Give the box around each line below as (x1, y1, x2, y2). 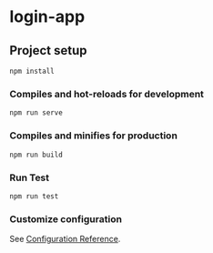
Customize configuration (9, 212, 123, 225)
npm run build (9, 150, 64, 159)
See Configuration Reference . (9, 234, 121, 245)
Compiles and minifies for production (9, 129, 177, 142)
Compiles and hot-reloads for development (9, 87, 205, 100)
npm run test (9, 191, 59, 201)
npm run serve (9, 108, 64, 117)
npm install (9, 66, 55, 76)
